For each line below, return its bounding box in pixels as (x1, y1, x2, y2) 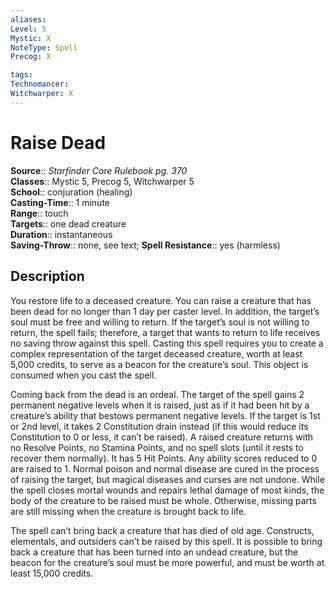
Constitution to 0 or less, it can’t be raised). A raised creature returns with (10, 431, 314, 443)
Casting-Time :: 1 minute (10, 196, 110, 208)
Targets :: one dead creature (10, 217, 127, 230)
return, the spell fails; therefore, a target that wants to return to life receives (10, 326, 321, 338)
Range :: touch (10, 207, 69, 219)
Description (10, 268, 85, 285)
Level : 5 (10, 24, 47, 34)
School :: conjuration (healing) (10, 186, 133, 198)
